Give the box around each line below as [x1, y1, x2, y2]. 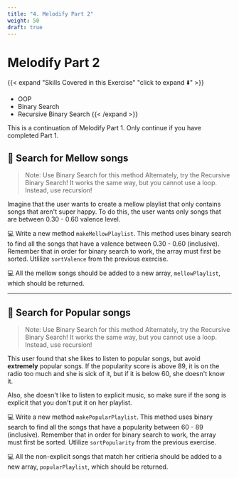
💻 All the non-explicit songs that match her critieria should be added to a [7, 452, 223, 460]
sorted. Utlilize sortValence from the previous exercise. [7, 254, 169, 264]
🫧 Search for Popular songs [7, 306, 131, 318]
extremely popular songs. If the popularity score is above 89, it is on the [7, 361, 220, 370]
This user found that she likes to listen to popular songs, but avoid [7, 354, 201, 363]
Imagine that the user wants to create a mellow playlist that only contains [7, 200, 221, 209]
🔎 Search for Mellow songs [7, 152, 129, 164]
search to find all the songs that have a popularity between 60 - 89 [7, 422, 204, 431]
